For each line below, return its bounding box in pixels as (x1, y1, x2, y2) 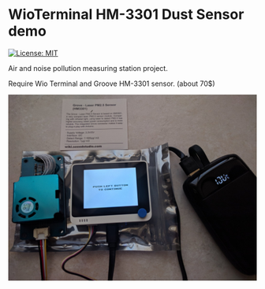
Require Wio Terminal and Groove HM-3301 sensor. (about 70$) (8, 79, 215, 88)
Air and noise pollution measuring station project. (8, 63, 168, 72)
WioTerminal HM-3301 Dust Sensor (8, 6, 244, 24)
